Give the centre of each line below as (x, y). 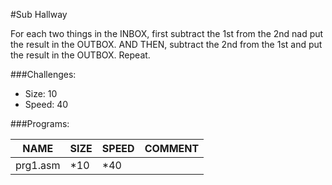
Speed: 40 (46, 104)
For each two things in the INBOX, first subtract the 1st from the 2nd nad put (167, 33)
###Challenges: (43, 74)
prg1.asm (38, 165)
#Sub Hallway (39, 14)
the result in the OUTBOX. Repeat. (80, 55)
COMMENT (172, 148)
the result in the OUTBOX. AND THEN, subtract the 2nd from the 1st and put (166, 44)
